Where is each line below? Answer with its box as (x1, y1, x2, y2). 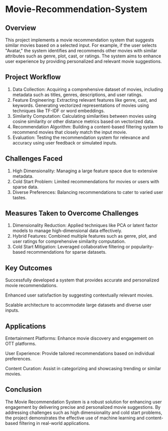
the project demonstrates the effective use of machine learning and (5, 414, 144, 421)
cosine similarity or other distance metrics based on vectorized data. (12, 118, 154, 124)
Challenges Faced (5, 155, 63, 163)
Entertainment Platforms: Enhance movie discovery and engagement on (5, 335, 154, 341)
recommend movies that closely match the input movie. (12, 129, 127, 135)
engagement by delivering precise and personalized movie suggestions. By (5, 404, 161, 410)
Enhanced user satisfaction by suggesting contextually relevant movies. (5, 292, 154, 298)
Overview (5, 24, 37, 32)
